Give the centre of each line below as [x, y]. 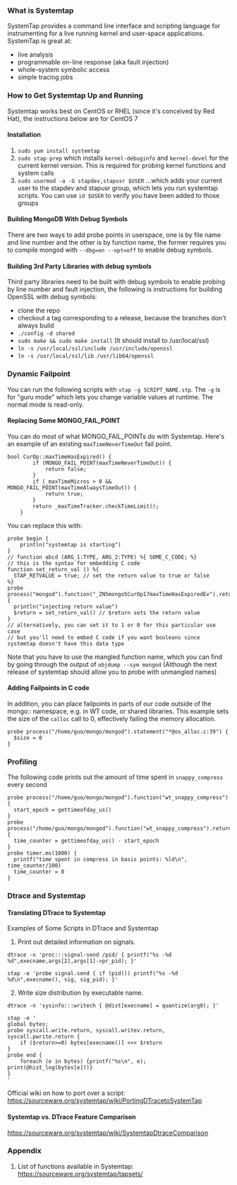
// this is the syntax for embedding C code [74, 563]
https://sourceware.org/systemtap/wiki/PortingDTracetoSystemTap [105, 1101]
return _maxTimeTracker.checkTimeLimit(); [96, 506]
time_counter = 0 [39, 872]
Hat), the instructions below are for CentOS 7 [73, 118]
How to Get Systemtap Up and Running [75, 95]
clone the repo [39, 310]
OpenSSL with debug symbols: [52, 297]
